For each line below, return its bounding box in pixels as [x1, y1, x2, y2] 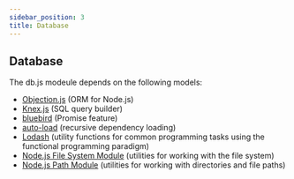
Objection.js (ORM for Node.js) [21, 94, 134, 105]
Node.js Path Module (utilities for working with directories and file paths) [21, 160, 286, 170]
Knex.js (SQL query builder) [21, 103, 124, 115]
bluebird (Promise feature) [21, 113, 118, 123]
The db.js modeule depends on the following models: [9, 77, 203, 88]
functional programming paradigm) [21, 141, 150, 152]
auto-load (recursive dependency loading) [21, 123, 177, 133]
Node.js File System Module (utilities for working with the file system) [21, 151, 275, 161]
